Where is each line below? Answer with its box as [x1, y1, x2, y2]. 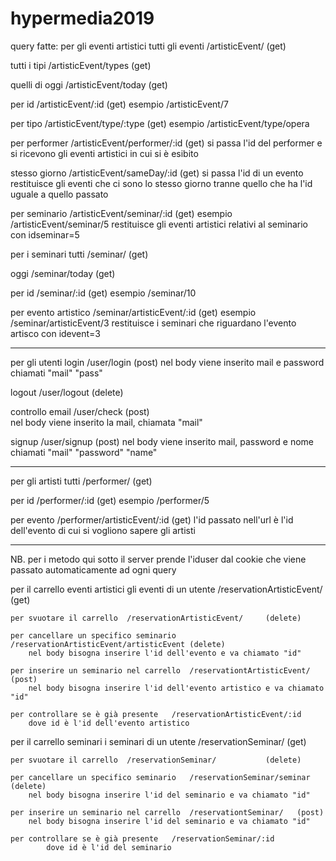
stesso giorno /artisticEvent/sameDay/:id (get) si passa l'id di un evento [10, 167, 304, 179]
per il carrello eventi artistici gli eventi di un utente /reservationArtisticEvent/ [10, 583, 323, 595]
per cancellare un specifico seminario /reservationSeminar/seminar [10, 772, 311, 782]
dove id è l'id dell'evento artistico [28, 718, 190, 728]
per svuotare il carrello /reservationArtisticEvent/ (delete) [10, 613, 302, 623]
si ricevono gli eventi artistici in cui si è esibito [10, 147, 199, 159]
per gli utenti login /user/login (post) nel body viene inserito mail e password [10, 356, 325, 368]
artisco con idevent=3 [10, 327, 102, 339]
